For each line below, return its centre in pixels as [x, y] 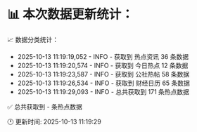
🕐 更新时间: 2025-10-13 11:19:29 [55, 121]
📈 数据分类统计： [33, 39]
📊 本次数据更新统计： [70, 14]
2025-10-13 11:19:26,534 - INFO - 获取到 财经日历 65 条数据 [103, 83]
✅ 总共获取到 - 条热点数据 [45, 107]
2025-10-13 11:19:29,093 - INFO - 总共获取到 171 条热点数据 [103, 91]
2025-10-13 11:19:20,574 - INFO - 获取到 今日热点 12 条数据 [103, 65]
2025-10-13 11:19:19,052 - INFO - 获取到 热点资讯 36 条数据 [103, 56]
